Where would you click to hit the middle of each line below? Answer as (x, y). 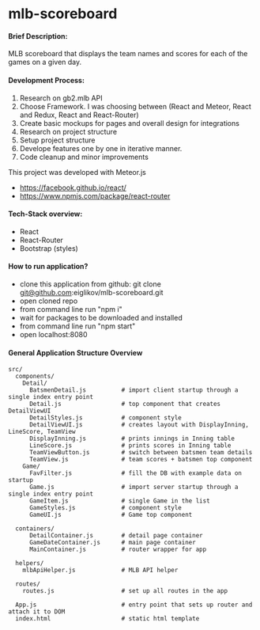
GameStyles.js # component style (105, 508)
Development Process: (47, 80)
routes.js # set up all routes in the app (125, 591)
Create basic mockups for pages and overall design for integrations (129, 123)
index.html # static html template (107, 619)
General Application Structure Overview (75, 352)
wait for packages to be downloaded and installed (101, 318)
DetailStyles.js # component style (105, 418)
